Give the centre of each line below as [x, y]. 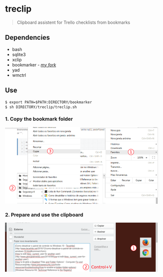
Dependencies [27, 38]
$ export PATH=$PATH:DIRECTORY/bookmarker [49, 102]
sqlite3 [19, 54]
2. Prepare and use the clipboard [44, 214]
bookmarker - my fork [34, 65]
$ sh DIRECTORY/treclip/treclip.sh [41, 107]
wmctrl [19, 75]
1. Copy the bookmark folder [39, 119]
